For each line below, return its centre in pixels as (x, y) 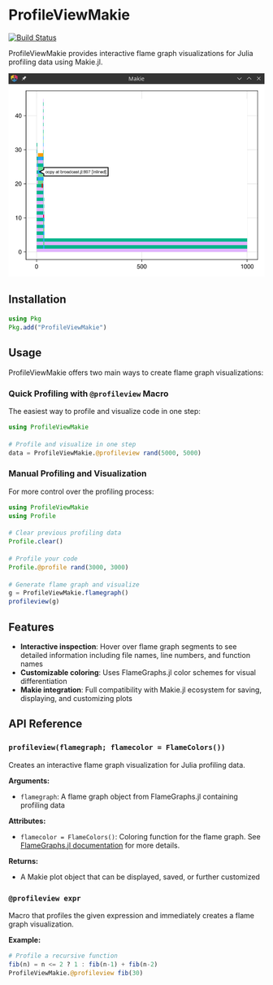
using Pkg (25, 319)
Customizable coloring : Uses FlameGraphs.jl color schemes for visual (138, 672)
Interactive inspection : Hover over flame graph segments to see (128, 646)
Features (31, 627)
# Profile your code (43, 559)
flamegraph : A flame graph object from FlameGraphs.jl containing (129, 796)
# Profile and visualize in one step (72, 444)
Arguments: (29, 780)
